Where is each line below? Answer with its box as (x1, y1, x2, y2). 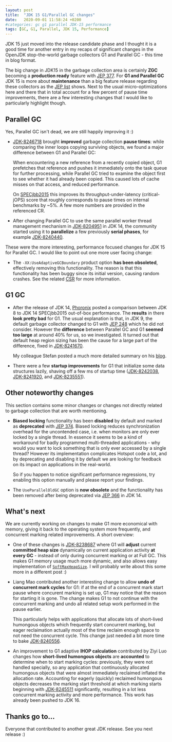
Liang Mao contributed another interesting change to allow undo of (12, 579, 155, 585)
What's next (5, 507, 45, 516)
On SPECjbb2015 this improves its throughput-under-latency (12, 191, 141, 197)
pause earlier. (12, 606, 42, 612)
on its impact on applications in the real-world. (12, 461, 111, 467)
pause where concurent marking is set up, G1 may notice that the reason (12, 590, 167, 596)
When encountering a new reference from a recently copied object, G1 (12, 159, 162, 165)
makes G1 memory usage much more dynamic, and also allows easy (12, 558, 158, 564)
